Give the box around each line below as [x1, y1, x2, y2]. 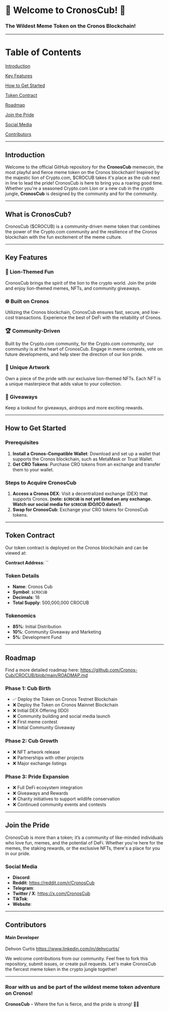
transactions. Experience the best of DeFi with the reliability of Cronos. [15, 314, 162, 321]
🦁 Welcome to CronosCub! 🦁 [5, 5, 126, 16]
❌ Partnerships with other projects [12, 754, 84, 761]
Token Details [5, 572, 39, 579]
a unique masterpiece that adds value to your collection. [5, 381, 122, 387]
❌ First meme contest [12, 719, 58, 725]
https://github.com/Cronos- [80, 667, 138, 673]
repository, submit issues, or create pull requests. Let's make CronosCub [5, 961, 156, 967]
